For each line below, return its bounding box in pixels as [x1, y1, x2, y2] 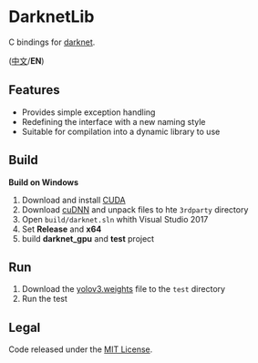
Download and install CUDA [21, 194, 126, 205]
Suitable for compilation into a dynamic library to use [21, 126, 221, 137]
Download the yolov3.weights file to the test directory [21, 284, 225, 295]
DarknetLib [8, 6, 95, 27]
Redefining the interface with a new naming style [21, 116, 206, 127]
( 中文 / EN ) [8, 55, 45, 66]
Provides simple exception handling [21, 107, 156, 118]
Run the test [21, 294, 67, 305]
